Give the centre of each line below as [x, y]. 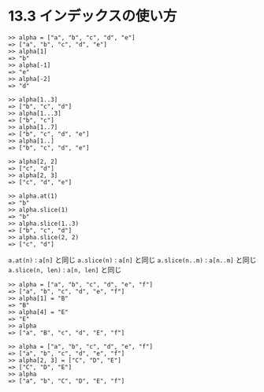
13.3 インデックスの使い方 [93, 16]
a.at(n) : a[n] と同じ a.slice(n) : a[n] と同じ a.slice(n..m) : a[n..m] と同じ [132, 260]
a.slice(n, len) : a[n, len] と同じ [65, 269]
